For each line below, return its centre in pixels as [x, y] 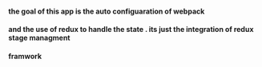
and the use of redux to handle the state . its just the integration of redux [131, 30]
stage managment [39, 38]
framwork [25, 56]
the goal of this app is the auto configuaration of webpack [107, 11]
